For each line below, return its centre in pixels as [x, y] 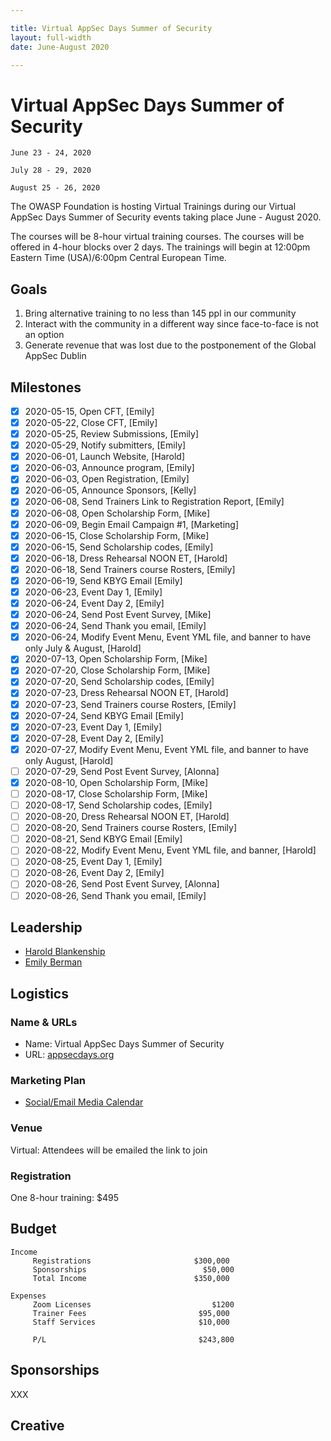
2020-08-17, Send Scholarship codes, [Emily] [118, 805]
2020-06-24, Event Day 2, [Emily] [94, 603]
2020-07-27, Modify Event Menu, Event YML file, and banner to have [167, 749]
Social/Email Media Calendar [84, 1102]
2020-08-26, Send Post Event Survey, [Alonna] [122, 884]
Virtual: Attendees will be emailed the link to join [109, 1150]
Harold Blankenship [65, 952]
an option [44, 335]
